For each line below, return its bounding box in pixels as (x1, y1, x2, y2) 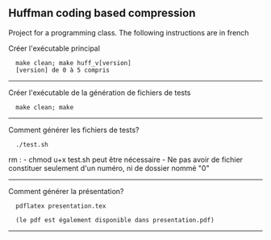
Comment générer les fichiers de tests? (8, 125, 140, 134)
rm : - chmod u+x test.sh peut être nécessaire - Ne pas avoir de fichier (8, 155, 244, 164)
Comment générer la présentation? (8, 186, 124, 196)
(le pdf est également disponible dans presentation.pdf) (15, 216, 215, 224)
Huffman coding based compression (8, 6, 196, 20)
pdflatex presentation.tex (15, 201, 106, 210)
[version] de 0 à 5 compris (15, 66, 110, 74)
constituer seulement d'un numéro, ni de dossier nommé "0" (8, 163, 210, 172)
